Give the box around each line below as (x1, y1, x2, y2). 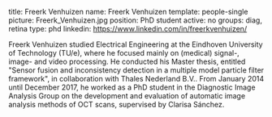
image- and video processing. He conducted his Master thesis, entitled (8, 56, 246, 66)
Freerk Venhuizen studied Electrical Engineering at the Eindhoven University (8, 40, 263, 49)
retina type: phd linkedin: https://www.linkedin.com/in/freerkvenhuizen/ (8, 24, 248, 33)
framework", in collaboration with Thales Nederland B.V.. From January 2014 (8, 74, 265, 83)
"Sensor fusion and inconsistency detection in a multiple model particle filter (8, 65, 265, 75)
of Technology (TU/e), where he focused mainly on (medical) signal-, (8, 48, 240, 57)
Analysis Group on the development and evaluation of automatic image (8, 91, 246, 100)
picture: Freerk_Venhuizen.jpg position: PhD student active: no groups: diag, (8, 15, 262, 25)
